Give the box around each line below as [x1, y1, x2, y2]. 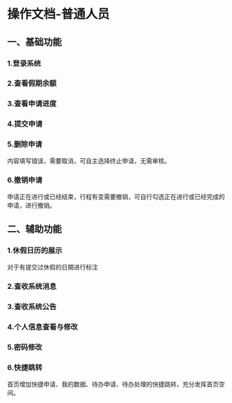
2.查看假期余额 [7, 79, 57, 88]
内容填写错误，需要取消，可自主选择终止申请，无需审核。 [7, 156, 171, 165]
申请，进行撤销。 [7, 201, 56, 209]
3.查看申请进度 [7, 99, 57, 109]
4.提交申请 [7, 119, 43, 129]
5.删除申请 [7, 140, 43, 149]
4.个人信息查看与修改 [7, 322, 78, 332]
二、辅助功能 [7, 223, 62, 235]
